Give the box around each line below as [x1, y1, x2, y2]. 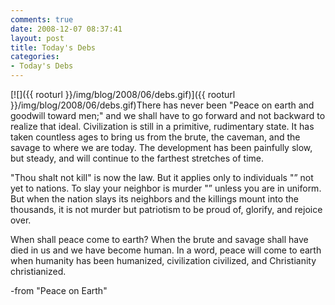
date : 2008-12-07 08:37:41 [10, 24, 123, 34]
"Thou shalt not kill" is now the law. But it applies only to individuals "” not [10, 172, 314, 183]
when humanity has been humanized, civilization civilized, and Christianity [10, 255, 317, 266]
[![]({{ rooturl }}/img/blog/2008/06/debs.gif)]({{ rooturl [10, 89, 236, 100]
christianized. [10, 266, 67, 277]
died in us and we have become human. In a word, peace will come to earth [10, 244, 322, 256]
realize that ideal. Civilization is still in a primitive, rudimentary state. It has [10, 121, 315, 132]
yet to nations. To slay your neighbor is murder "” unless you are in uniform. [10, 182, 322, 194]
